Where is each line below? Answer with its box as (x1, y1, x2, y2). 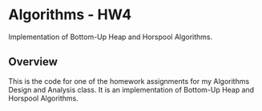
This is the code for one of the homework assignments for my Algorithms (8, 76, 250, 85)
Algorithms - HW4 (8, 6, 132, 24)
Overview (8, 55, 58, 69)
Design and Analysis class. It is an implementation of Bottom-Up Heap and (8, 85, 255, 94)
